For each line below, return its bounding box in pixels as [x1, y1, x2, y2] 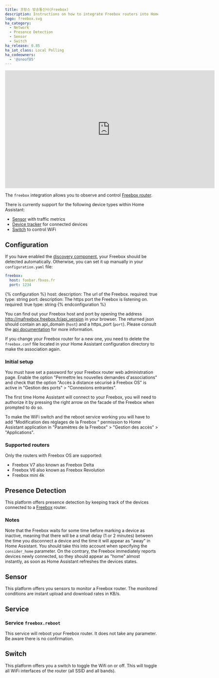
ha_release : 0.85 [5, 43, 40, 48]
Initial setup [5, 358, 34, 365]
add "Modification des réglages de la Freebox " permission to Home [5, 419, 141, 425]
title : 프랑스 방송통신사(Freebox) [5, 7, 69, 12]
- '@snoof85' [9, 57, 36, 62]
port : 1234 [9, 282, 32, 287]
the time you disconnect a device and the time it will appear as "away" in [5, 538, 151, 544]
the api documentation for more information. [5, 326, 94, 332]
